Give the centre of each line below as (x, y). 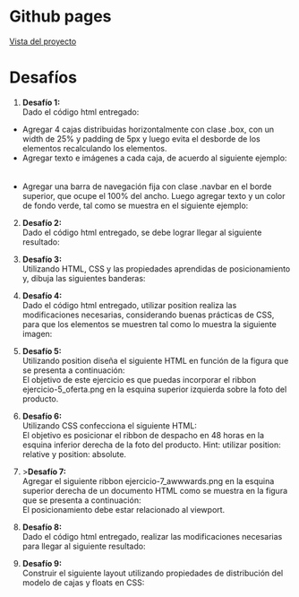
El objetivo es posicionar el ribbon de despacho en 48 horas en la (143, 435)
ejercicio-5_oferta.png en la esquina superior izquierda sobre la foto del (154, 389)
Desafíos (43, 78)
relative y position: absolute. (74, 454)
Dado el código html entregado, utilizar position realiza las (129, 305)
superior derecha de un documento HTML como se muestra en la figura (155, 490)
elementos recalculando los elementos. (94, 148)
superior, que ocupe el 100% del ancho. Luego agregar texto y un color (154, 195)
